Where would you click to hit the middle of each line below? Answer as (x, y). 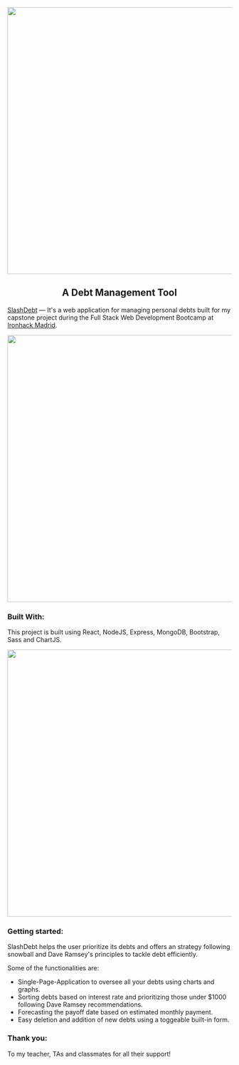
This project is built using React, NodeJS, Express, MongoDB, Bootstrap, (114, 632)
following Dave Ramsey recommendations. (80, 1004)
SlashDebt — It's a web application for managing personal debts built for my (119, 310)
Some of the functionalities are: (53, 968)
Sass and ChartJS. (34, 640)
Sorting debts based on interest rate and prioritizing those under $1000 (122, 997)
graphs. (29, 990)
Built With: (26, 617)
